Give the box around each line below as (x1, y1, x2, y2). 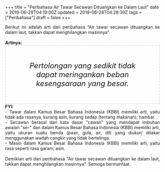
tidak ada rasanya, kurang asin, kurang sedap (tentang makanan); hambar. (5, 114, 156, 120)
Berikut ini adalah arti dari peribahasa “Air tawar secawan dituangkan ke (5, 24, 160, 30)
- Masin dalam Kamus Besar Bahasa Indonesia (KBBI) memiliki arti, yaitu (5, 140, 160, 146)
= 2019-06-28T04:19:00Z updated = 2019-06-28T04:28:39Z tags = (5, 9, 142, 15)
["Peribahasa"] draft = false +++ (5, 15, 71, 20)
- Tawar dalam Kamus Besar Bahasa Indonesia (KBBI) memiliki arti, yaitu (5, 109, 160, 115)
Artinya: (5, 40, 22, 46)
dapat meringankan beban (36, 70, 129, 79)
